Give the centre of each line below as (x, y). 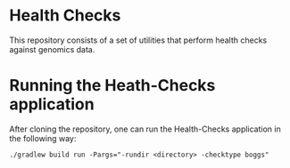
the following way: (43, 138)
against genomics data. (52, 49)
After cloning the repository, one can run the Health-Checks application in (145, 129)
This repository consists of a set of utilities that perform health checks (138, 40)
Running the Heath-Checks (112, 86)
